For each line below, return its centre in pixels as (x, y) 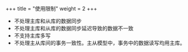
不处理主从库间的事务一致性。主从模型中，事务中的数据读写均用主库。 (100, 43)
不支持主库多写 (32, 36)
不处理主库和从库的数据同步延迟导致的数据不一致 (74, 28)
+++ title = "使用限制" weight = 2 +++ (51, 8)
